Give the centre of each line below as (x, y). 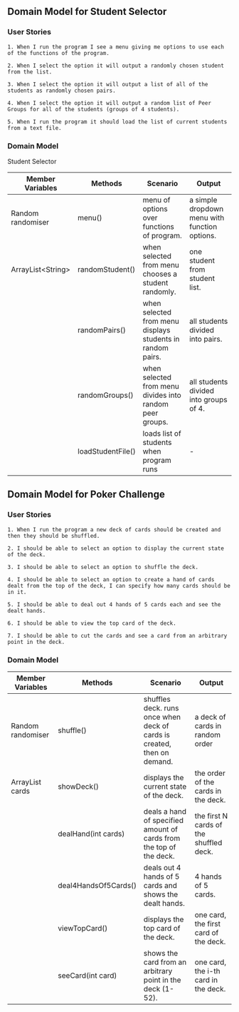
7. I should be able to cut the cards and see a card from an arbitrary (117, 635)
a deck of (210, 717)
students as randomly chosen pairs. (62, 91)
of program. (163, 235)
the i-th (207, 971)
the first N (211, 816)
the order (210, 773)
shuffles (157, 699)
